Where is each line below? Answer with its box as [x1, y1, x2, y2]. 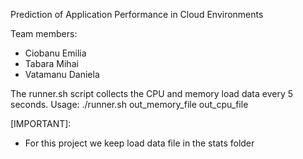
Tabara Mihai [24, 58, 79, 69]
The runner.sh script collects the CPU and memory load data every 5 [10, 88, 294, 99]
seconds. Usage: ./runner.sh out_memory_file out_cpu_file [10, 99, 249, 110]
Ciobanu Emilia [24, 47, 87, 59]
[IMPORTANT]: [10, 118, 72, 129]
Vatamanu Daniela [24, 69, 100, 80]
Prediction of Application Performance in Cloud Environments [10, 9, 264, 20]
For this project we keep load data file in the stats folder [24, 137, 255, 149]
